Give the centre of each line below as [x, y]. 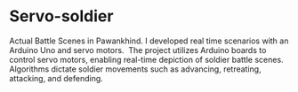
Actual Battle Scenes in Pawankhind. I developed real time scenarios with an [149, 41]
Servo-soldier [61, 16]
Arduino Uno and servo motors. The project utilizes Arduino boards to [138, 50]
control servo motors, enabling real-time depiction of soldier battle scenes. [146, 59]
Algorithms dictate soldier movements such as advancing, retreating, [135, 69]
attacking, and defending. [56, 78]
